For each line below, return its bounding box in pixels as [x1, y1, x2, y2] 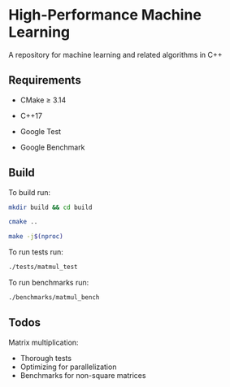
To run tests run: [8, 247, 63, 257]
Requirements [8, 73, 81, 87]
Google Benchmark [20, 142, 85, 152]
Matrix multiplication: [8, 337, 79, 347]
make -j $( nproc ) [8, 233, 63, 241]
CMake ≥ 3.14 [20, 95, 67, 105]
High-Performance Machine [8, 6, 202, 24]
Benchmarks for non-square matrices [20, 370, 146, 380]
